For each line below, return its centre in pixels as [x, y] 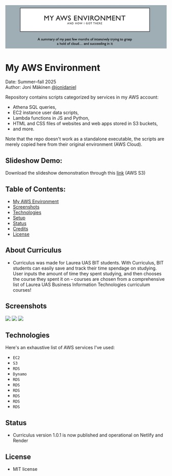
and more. [24, 129]
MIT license [25, 469]
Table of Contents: [36, 189]
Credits [20, 229]
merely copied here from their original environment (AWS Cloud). [74, 144]
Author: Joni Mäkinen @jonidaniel [41, 87]
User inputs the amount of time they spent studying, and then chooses [87, 273]
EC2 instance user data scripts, [46, 112]
